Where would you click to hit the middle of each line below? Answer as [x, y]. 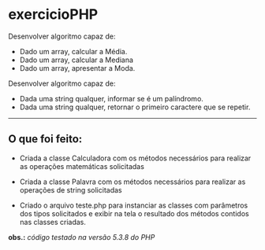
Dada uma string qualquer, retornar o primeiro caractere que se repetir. [135, 107]
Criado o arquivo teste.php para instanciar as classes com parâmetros [134, 205]
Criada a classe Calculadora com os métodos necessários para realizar [135, 158]
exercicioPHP [53, 15]
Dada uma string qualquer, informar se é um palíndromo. [111, 98]
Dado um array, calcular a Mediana [77, 60]
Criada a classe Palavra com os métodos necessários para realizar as [132, 182]
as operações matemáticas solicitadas [82, 166]
